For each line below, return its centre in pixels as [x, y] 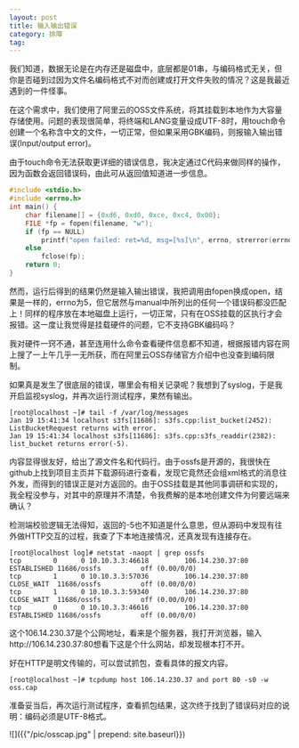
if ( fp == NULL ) [56, 232]
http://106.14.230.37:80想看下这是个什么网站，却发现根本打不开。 [129, 644]
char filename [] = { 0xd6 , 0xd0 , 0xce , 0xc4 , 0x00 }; [123, 215]
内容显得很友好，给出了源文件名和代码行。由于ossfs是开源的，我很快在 [140, 461]
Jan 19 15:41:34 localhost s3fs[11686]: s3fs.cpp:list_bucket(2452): [141, 420]
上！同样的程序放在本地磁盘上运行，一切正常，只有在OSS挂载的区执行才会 [146, 313]
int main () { [33, 207]
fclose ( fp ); [64, 256]
